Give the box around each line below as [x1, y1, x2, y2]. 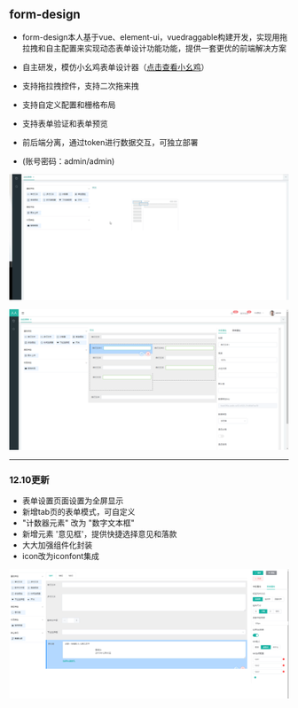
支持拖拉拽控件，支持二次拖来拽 [21, 80, 139, 91]
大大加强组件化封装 [21, 540, 93, 550]
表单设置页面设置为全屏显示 [21, 495, 124, 506]
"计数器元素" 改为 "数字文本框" [21, 517, 135, 528]
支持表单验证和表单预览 [21, 118, 108, 128]
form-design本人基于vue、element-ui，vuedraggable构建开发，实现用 [21, 31, 280, 43]
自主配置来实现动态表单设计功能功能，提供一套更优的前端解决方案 [45, 43, 286, 53]
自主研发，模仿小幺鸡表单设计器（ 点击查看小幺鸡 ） [21, 61, 209, 72]
